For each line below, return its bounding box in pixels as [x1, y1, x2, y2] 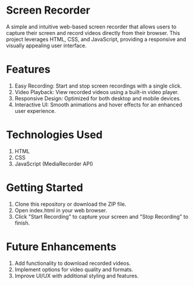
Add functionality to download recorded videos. [14, 260, 131, 267]
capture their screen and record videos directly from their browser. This [6, 29, 180, 36]
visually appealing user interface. [6, 42, 87, 49]
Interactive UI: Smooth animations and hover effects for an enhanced [14, 101, 183, 108]
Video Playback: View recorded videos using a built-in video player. [14, 88, 179, 95]
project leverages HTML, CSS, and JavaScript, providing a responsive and [6, 35, 186, 43]
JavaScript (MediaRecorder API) [14, 160, 93, 167]
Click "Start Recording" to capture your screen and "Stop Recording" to [14, 213, 189, 220]
